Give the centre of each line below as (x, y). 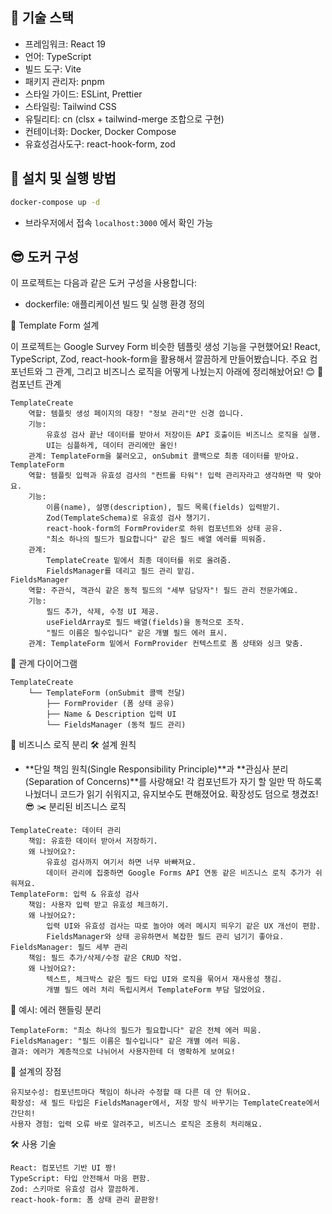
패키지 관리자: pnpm (64, 81)
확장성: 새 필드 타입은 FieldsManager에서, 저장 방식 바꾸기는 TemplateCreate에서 (165, 1103)
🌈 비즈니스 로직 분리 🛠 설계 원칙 (73, 745)
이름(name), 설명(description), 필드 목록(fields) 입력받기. (163, 508)
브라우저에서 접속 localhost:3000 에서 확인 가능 (119, 222)
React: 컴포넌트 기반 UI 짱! (63, 1168)
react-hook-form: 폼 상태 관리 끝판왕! (85, 1200)
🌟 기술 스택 (42, 18)
